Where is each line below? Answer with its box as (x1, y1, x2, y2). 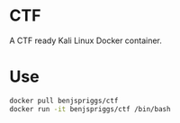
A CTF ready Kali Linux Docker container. (9, 35, 162, 46)
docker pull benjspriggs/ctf (9, 96, 119, 105)
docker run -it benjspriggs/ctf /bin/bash (9, 104, 171, 113)
